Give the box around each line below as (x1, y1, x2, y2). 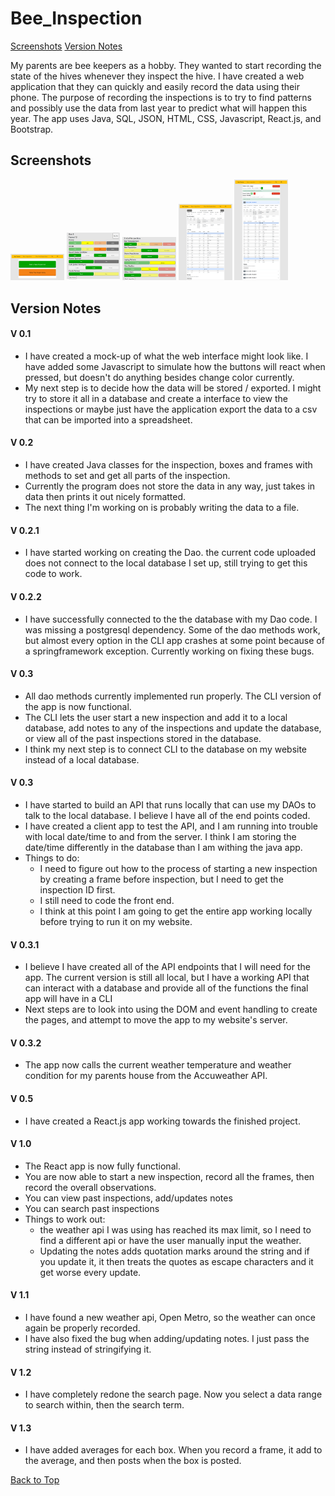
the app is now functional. (24, 700, 132, 712)
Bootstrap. (10, 123, 54, 135)
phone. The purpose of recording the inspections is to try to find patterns (10, 91, 312, 103)
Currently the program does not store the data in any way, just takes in (24, 480, 316, 492)
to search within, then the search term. (24, 1399, 185, 1411)
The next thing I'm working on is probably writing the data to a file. (24, 502, 300, 514)
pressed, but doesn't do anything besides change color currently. (24, 371, 295, 383)
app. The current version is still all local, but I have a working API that (24, 972, 310, 984)
